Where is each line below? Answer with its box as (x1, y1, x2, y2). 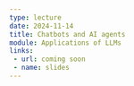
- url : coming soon (13, 55, 87, 64)
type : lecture (9, 13, 63, 22)
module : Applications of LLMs (9, 38, 122, 47)
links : (9, 47, 34, 56)
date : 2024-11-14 (9, 21, 74, 30)
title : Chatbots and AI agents (9, 30, 126, 39)
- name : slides (13, 64, 70, 73)
